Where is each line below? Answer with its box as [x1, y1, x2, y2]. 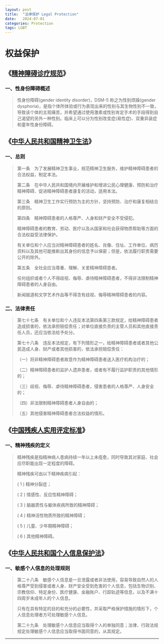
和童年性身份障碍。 [17, 122, 56, 128]
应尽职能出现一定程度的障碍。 [17, 460, 77, 466]
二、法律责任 [5, 305, 36, 312]
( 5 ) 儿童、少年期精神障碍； [17, 523, 74, 529]
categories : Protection [5, 21, 54, 26]
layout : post [5, 7, 32, 12]
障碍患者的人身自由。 [17, 281, 60, 287]
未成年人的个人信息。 [30, 595, 73, 601]
